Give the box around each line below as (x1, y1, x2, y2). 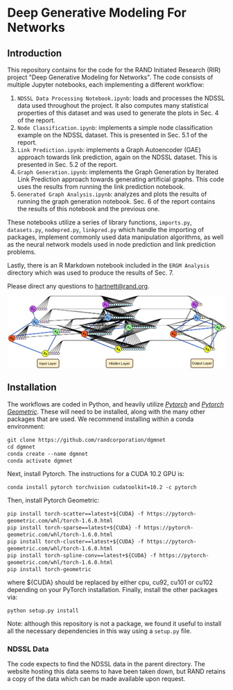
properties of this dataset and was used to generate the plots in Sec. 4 (17, 109, 219, 117)
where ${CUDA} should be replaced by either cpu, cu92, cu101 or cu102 (7, 578, 213, 586)
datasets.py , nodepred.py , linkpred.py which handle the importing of (7, 226, 205, 233)
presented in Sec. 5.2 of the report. (17, 161, 118, 168)
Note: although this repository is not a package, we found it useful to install (7, 619, 222, 627)
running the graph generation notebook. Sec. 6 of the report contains (17, 197, 216, 206)
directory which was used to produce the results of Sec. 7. (7, 269, 174, 277)
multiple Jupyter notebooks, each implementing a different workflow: (7, 81, 205, 88)
